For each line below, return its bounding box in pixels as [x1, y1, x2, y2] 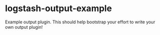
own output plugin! [5, 24, 43, 30]
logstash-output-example [5, 3, 112, 14]
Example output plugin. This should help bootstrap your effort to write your [5, 19, 155, 25]
